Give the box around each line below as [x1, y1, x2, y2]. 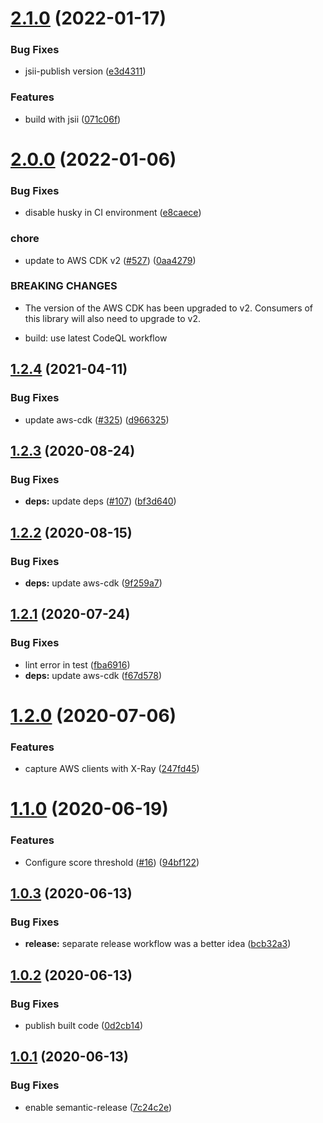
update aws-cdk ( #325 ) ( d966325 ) [24, 413, 170, 426]
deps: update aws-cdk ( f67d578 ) [24, 669, 162, 681]
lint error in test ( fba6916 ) [24, 658, 131, 671]
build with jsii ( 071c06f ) [24, 113, 122, 125]
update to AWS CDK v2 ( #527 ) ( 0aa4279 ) [24, 254, 197, 266]
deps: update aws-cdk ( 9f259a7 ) [24, 577, 163, 589]
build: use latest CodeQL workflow [24, 332, 168, 344]
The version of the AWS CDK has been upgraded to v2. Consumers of [24, 302, 314, 314]
